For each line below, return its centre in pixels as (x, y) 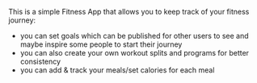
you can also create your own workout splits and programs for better (134, 53)
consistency (40, 61)
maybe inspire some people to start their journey (101, 44)
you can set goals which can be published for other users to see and (134, 36)
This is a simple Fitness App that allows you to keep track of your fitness (129, 12)
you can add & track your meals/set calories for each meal (117, 70)
